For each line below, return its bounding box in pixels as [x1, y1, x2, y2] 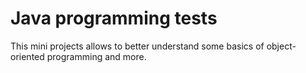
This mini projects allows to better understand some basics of [10, 40, 265, 52]
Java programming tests [10, 7, 218, 30]
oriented [10, 50, 45, 62]
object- [266, 40, 297, 52]
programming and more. [46, 50, 147, 62]
